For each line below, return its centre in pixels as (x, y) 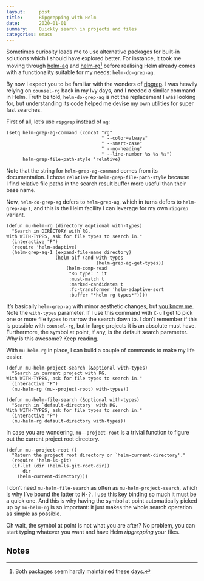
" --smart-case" (122, 143)
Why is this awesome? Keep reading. (53, 339)
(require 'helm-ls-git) (42, 460)
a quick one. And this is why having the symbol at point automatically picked (102, 500)
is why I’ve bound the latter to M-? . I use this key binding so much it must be (101, 494)
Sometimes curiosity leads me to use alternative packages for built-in (93, 52)
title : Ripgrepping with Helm (51, 18)
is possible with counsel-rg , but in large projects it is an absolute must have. (101, 325)
